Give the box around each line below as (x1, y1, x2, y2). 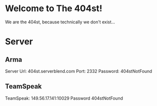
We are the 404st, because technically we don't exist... (5, 19, 115, 25)
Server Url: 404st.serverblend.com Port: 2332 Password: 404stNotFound (5, 68, 152, 74)
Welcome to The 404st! (5, 3, 103, 14)
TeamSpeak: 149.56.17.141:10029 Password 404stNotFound (5, 95, 123, 101)
